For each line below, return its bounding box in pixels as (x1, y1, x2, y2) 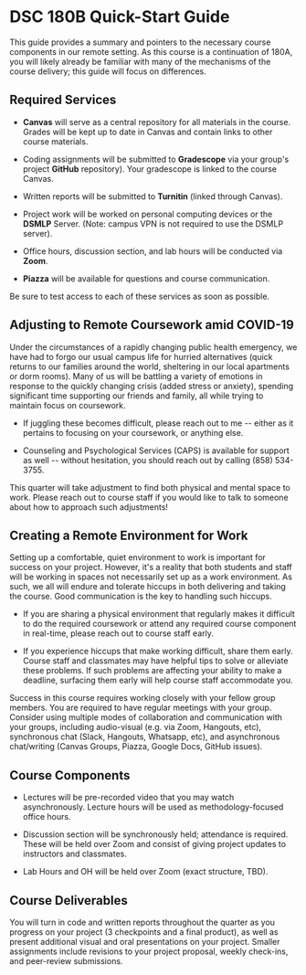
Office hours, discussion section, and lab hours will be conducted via (22, 245, 283, 257)
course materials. (22, 135, 89, 147)
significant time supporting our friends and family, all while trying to (9, 390, 264, 401)
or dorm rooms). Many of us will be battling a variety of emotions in (9, 370, 263, 381)
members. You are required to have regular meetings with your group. (9, 702, 272, 714)
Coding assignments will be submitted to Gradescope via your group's (22, 154, 290, 164)
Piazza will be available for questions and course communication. (22, 272, 270, 284)
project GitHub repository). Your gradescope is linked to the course (22, 163, 277, 175)
